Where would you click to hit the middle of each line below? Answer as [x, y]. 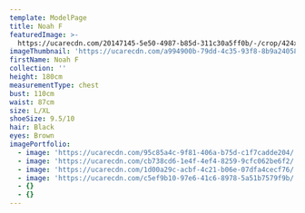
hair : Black [32, 128]
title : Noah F [36, 26]
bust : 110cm [32, 93]
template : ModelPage [49, 18]
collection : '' [38, 69]
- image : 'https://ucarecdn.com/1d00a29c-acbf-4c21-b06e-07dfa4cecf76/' [158, 169]
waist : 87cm [32, 102]
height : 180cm [36, 77]
